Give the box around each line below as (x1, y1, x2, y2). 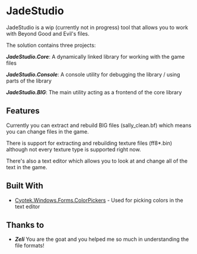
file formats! (14, 242, 45, 249)
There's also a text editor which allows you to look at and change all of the (6, 157, 188, 164)
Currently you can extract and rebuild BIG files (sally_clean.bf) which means (6, 122, 192, 129)
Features (6, 106, 40, 116)
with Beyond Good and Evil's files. (6, 30, 90, 37)
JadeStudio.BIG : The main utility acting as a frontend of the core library (6, 88, 182, 96)
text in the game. (6, 163, 47, 170)
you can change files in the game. (6, 128, 89, 135)
